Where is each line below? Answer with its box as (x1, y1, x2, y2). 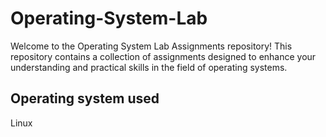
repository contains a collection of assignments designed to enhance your (10, 50, 317, 62)
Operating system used (10, 90, 160, 107)
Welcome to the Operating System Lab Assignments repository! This (10, 40, 293, 52)
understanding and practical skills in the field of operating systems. (10, 61, 288, 73)
